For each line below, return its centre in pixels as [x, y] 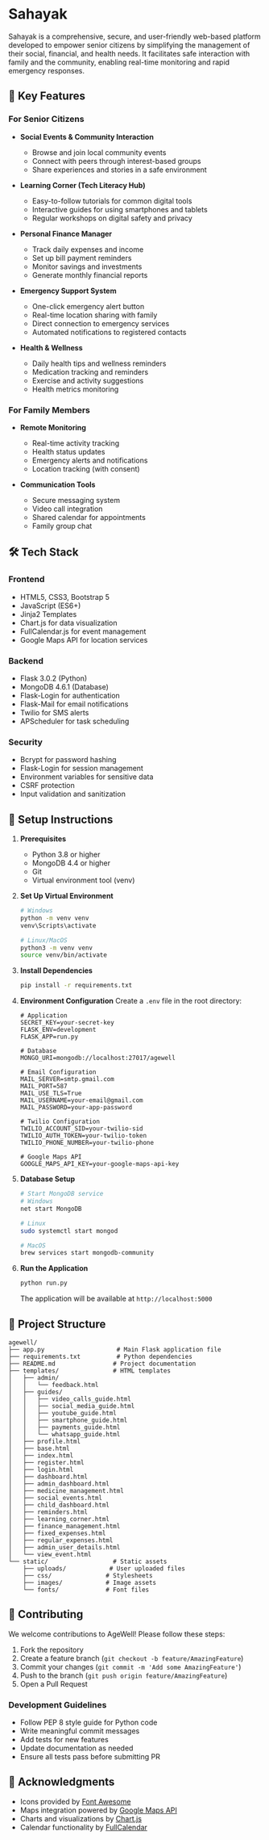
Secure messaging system [76, 500]
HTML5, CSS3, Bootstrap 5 [65, 597]
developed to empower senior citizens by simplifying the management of [129, 44]
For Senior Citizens [46, 119]
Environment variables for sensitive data [87, 777]
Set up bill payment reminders [82, 258]
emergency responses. [46, 70]
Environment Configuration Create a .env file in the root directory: [131, 1001]
